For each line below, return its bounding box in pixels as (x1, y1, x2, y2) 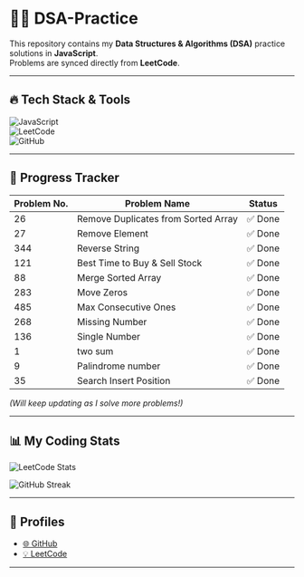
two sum (76, 344, 114, 357)
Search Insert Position (76, 374, 171, 387)
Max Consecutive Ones (76, 301, 176, 313)
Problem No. (14, 197, 69, 209)
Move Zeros (76, 285, 128, 298)
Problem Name (125, 197, 190, 209)
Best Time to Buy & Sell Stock (76, 256, 203, 269)
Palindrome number (76, 360, 161, 372)
